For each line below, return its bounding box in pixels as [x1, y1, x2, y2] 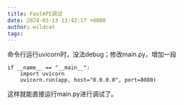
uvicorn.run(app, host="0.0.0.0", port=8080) [20, 77, 157, 84]
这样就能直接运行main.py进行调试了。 [7, 89, 117, 99]
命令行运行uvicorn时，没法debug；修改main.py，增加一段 [7, 50, 177, 58]
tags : [7, 30, 23, 37]
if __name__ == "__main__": [7, 64, 91, 71]
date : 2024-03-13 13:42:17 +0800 [7, 17, 106, 24]
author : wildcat [7, 23, 55, 30]
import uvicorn [20, 70, 65, 78]
